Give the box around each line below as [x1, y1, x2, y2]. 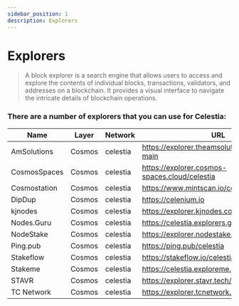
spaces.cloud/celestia [142, 172, 216, 181]
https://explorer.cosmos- [142, 162, 227, 172]
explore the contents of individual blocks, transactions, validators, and [24, 79, 231, 88]
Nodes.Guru [11, 218, 52, 228]
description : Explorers [7, 17, 78, 24]
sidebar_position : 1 [7, 10, 69, 18]
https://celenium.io [142, 194, 205, 204]
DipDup [11, 194, 37, 204]
